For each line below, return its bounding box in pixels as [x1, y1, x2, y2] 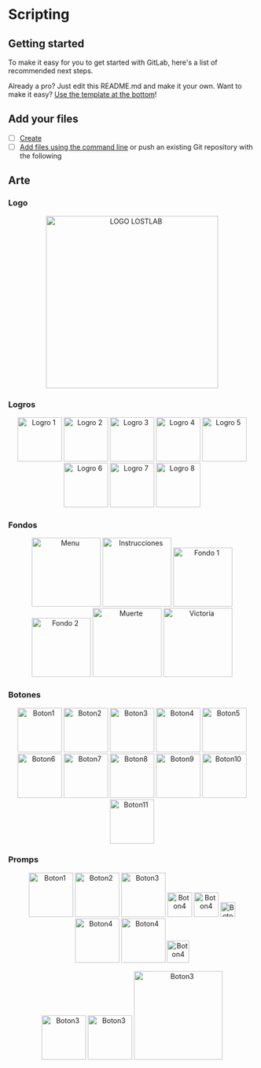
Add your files [8, 113, 79, 126]
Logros [8, 399, 36, 410]
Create [19, 133, 42, 142]
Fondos [8, 519, 38, 530]
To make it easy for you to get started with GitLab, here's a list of [8, 57, 218, 67]
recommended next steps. [8, 66, 94, 76]
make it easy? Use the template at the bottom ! [8, 90, 157, 99]
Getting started [8, 37, 85, 50]
